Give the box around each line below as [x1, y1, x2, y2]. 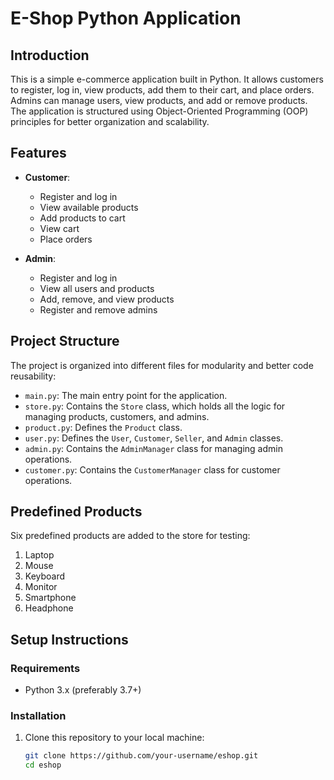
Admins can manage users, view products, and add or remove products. [10, 95, 308, 106]
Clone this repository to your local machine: [24, 732, 205, 744]
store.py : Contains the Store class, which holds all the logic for [24, 400, 286, 412]
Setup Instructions [10, 631, 129, 648]
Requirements [10, 661, 81, 675]
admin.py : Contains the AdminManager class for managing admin [24, 442, 283, 454]
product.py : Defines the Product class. [24, 421, 183, 433]
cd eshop [24, 760, 62, 771]
